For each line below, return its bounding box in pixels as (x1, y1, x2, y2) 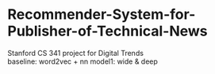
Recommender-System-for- (7, 6, 196, 24)
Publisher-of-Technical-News (7, 22, 208, 40)
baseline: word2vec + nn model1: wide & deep (7, 57, 158, 66)
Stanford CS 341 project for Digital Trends (7, 48, 144, 57)
